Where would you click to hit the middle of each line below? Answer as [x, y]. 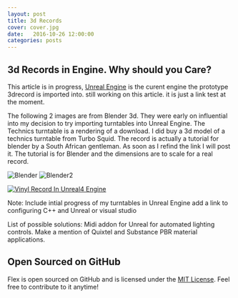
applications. [26, 239]
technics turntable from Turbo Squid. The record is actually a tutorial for [113, 138]
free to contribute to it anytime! [53, 287]
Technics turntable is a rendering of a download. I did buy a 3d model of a [116, 131]
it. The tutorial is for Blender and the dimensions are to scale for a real [110, 154]
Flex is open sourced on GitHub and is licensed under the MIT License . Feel [119, 279]
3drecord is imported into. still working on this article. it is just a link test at [117, 94]
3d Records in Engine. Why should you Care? [110, 70]
